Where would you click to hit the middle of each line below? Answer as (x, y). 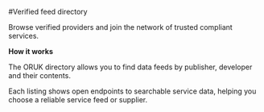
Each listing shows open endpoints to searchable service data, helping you (132, 91)
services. (23, 36)
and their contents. (39, 75)
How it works (31, 51)
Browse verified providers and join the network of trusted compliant (121, 27)
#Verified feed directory (48, 12)
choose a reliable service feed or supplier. (78, 100)
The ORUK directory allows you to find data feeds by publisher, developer (130, 67)
